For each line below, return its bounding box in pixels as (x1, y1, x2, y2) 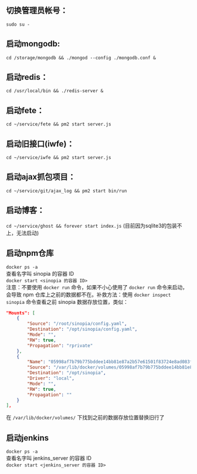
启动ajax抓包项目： (6, 172, 76, 182)
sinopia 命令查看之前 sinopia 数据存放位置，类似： (6, 298, 129, 305)
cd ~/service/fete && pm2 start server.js (6, 121, 111, 127)
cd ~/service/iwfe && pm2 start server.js (6, 155, 111, 161)
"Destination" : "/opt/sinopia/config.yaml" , (27, 326, 138, 333)
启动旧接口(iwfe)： (6, 138, 74, 148)
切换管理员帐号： (6, 5, 68, 16)
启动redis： (6, 72, 49, 82)
